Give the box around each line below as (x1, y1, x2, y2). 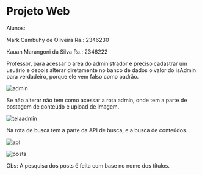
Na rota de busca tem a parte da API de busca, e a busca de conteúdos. (6, 126, 188, 134)
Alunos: (6, 24, 26, 32)
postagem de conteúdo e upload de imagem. (6, 102, 120, 110)
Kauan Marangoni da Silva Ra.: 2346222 (6, 48, 108, 55)
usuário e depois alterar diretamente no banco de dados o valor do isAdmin (6, 66, 197, 74)
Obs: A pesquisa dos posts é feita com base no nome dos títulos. (6, 162, 170, 169)
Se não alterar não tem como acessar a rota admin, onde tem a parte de (6, 96, 187, 104)
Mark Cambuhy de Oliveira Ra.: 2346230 (6, 36, 109, 43)
